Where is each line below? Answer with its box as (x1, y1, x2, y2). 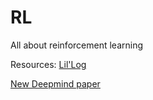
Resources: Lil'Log (10, 58, 87, 70)
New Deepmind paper (10, 77, 101, 90)
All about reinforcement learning (10, 39, 144, 51)
